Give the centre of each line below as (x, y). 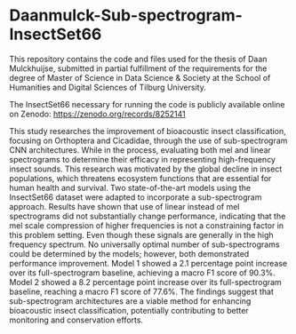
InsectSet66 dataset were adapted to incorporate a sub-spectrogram (136, 197)
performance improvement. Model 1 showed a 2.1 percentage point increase (148, 263)
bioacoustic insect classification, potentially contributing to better (129, 310)
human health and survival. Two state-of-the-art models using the (130, 187)
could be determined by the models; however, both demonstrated (129, 253)
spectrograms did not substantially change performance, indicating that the (148, 216)
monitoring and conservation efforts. (76, 320)
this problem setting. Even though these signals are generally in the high (141, 235)
